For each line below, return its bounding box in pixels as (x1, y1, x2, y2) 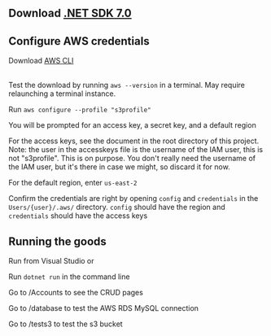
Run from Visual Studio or (8, 256, 95, 266)
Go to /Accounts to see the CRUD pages (8, 288, 144, 298)
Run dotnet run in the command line (8, 272, 130, 281)
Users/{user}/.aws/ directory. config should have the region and (8, 203, 225, 212)
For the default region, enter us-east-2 (8, 178, 138, 188)
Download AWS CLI (8, 56, 74, 66)
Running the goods (8, 234, 107, 248)
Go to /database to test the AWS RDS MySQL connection (8, 303, 199, 313)
